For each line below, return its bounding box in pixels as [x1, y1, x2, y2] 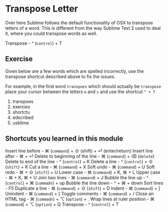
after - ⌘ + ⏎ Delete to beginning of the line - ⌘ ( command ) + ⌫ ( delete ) [5, 153, 154, 159]
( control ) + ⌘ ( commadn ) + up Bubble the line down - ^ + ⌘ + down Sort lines [5, 180, 163, 186]
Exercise [5, 55, 33, 63]
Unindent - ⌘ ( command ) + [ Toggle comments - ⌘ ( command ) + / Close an [5, 190, 154, 196]
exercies [12, 104, 31, 110]
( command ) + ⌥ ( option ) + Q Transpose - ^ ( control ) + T [5, 201, 119, 207]
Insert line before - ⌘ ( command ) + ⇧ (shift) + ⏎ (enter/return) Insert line [5, 148, 153, 154]
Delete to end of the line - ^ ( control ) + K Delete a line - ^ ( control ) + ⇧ [5, 158, 153, 164]
